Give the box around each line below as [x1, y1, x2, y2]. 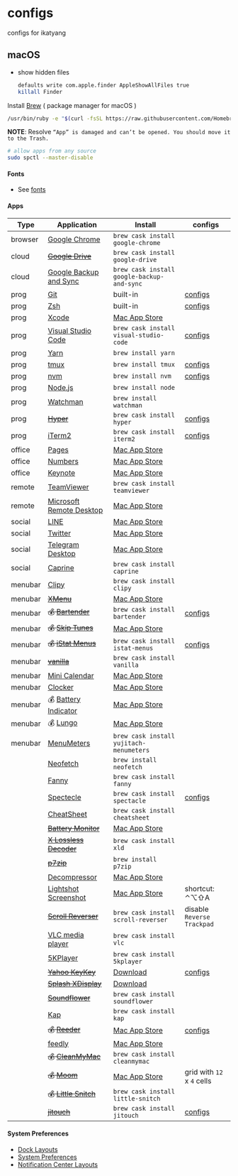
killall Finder [17, 88, 63, 95]
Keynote [47, 467, 76, 477]
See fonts [17, 185, 46, 194]
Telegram [47, 540, 79, 550]
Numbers [47, 456, 79, 466]
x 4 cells [184, 1076, 212, 1086]
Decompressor [47, 872, 98, 882]
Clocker [47, 682, 74, 692]
